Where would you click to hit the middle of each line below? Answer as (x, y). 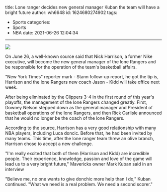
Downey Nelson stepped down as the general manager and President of (79, 107)
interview (15, 169)
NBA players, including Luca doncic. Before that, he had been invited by (79, 133)
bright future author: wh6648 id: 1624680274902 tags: (61, 12)
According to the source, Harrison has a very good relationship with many (81, 128)
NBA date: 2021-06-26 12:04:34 (45, 33)
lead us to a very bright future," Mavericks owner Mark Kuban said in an (79, 164)
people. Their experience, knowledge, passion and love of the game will (79, 159)
